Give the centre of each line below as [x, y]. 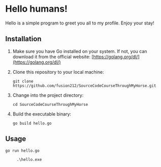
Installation [23, 39]
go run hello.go [22, 151]
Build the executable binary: [42, 114]
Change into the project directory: [48, 95]
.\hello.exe [29, 159]
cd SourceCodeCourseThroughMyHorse [50, 104]
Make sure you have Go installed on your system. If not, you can [80, 51]
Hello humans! [36, 9]
